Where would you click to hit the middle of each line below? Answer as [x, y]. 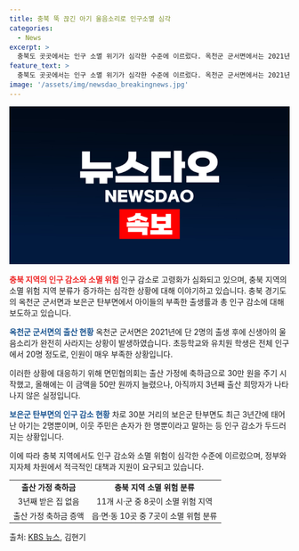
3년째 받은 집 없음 [48, 502]
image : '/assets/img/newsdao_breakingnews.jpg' [99, 85]
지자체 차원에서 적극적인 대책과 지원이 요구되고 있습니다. [107, 467]
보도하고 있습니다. [40, 313]
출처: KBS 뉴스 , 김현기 [48, 537]
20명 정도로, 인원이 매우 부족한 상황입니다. [99, 354]
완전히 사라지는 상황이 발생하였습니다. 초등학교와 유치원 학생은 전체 [156, 343]
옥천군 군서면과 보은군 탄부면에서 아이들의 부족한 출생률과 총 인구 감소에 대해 [151, 302]
